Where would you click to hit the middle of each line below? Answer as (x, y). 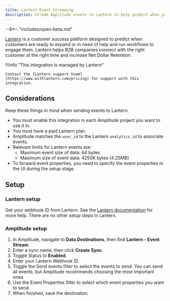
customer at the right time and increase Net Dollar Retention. (69, 55)
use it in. (22, 126)
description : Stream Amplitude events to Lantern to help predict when (82, 15)
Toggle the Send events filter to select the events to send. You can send (88, 267)
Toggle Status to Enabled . (40, 255)
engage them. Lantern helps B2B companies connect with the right (75, 50)
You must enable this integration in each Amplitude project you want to (86, 120)
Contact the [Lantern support (37, 74)
